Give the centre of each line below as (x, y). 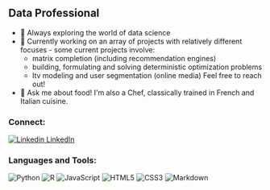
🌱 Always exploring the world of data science (95, 32)
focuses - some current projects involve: (87, 50)
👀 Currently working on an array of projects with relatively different (131, 41)
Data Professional (54, 13)
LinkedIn (60, 139)
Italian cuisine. (44, 101)
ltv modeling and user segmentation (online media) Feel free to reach (147, 75)
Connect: (27, 122)
